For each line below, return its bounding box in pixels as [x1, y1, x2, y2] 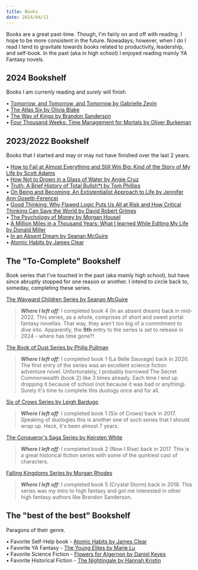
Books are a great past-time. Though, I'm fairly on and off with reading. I [6, 30, 182, 37]
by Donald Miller [6, 226, 46, 233]
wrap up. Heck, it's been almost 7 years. [20, 422, 119, 430]
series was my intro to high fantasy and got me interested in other [20, 487, 181, 494]
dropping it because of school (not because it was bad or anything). [20, 380, 187, 388]
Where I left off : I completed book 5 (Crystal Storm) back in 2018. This [20, 481, 193, 488]
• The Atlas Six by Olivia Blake [6, 106, 80, 113]
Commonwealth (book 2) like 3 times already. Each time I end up [20, 374, 178, 381]
